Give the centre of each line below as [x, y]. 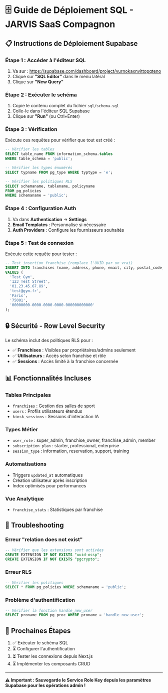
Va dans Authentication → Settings [49, 219]
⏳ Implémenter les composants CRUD [51, 664]
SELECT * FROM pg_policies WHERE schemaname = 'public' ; [66, 587]
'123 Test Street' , [30, 282]
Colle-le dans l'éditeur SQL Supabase [51, 111]
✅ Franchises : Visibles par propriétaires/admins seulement [74, 350]
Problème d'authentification [40, 600]
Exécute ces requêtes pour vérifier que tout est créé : [60, 140]
